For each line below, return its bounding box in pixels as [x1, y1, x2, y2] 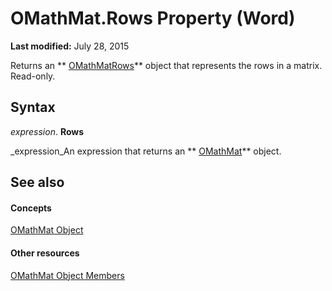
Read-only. [10, 70, 56, 82]
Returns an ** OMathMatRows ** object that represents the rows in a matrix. [10, 59, 323, 71]
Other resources [10, 247, 80, 259]
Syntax [10, 99, 56, 116]
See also [10, 174, 65, 191]
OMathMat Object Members [10, 269, 125, 281]
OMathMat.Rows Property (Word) [10, 7, 296, 30]
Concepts [10, 202, 52, 214]
